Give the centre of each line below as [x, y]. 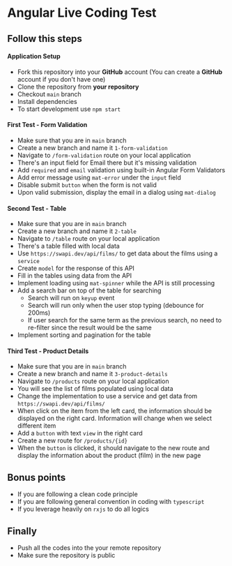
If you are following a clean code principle [77, 494]
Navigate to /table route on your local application [88, 239]
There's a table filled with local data [68, 246]
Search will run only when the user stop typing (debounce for [116, 306]
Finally [22, 531]
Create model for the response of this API [76, 268]
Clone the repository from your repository [78, 87]
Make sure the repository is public [66, 556]
